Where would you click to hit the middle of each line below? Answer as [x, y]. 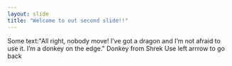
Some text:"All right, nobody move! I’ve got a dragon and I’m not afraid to [114, 40]
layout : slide [28, 14]
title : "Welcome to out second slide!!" [68, 21]
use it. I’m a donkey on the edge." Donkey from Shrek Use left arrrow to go [116, 48]
